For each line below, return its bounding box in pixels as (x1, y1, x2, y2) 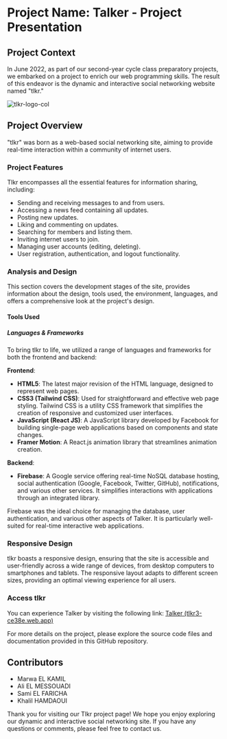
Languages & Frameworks (7, 328, 84, 337)
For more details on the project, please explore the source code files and (7, 629, 213, 637)
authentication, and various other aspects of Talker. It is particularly (7, 514, 198, 522)
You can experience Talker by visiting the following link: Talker (7, 609, 183, 617)
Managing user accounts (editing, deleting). (16, 242, 141, 251)
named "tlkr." (7, 87, 45, 95)
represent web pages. (16, 386, 80, 395)
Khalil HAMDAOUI (16, 696, 67, 705)
